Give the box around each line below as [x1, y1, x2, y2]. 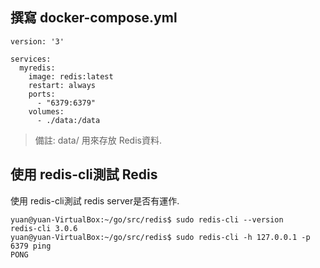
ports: [28, 89, 56, 99]
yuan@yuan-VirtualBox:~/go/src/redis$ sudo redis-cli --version [10, 214, 284, 225]
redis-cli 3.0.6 [10, 223, 78, 233]
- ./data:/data [36, 115, 101, 125]
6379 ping [10, 241, 52, 251]
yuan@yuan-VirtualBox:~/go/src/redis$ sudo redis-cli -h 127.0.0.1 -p [10, 232, 311, 242]
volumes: [28, 106, 65, 117]
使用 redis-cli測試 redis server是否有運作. [10, 194, 180, 207]
